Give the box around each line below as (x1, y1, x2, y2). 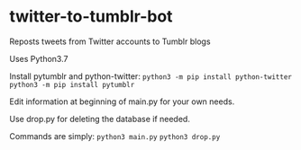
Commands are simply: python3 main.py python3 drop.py (9, 130, 221, 141)
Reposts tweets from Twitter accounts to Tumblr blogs (9, 36, 211, 47)
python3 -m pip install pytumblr (9, 80, 135, 89)
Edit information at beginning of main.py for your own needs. (9, 96, 235, 107)
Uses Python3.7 (9, 53, 68, 64)
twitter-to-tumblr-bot (9, 6, 173, 27)
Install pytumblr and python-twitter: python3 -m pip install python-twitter (9, 70, 293, 82)
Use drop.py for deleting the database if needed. (9, 113, 191, 124)
